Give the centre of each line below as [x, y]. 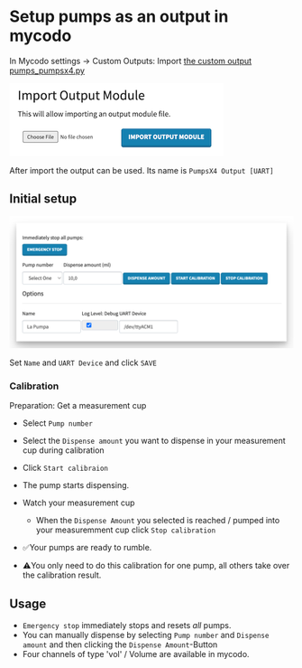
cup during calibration [64, 450]
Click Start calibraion [65, 468]
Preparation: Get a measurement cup [78, 406]
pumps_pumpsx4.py [47, 71]
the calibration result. [62, 575]
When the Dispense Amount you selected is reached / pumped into [158, 521]
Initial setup [43, 199]
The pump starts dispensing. [76, 485]
